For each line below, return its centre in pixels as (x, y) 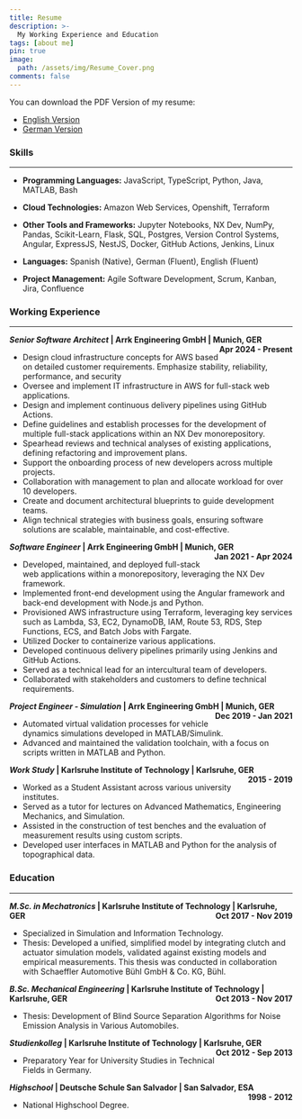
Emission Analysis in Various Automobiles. (101, 1025)
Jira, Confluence (53, 288)
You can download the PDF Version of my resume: (102, 102)
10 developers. (49, 491)
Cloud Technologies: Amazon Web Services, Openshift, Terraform (146, 207)
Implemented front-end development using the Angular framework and (154, 593)
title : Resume (36, 18)
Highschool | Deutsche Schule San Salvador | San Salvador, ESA (132, 1087)
